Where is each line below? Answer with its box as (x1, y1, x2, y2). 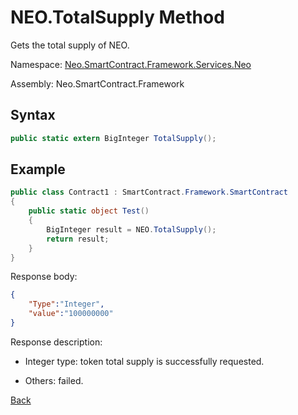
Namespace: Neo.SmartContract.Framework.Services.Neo (10, 58, 252, 70)
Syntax (10, 107, 56, 124)
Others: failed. (24, 374, 84, 386)
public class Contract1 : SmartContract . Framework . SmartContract (10, 187, 288, 198)
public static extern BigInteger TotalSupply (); (10, 133, 217, 143)
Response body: (10, 271, 78, 283)
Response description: (10, 336, 103, 348)
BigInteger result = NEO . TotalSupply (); (46, 224, 217, 235)
